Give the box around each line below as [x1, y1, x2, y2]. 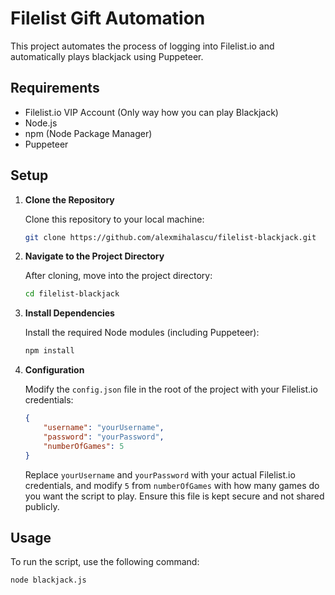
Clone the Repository [24, 193, 115, 206]
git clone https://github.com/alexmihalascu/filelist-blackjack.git [24, 232, 317, 242]
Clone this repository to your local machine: [24, 213, 205, 225]
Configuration [24, 364, 85, 376]
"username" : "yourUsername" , [43, 423, 165, 433]
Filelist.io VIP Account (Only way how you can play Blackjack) [24, 106, 279, 118]
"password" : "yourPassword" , [43, 432, 165, 442]
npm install [24, 346, 75, 356]
